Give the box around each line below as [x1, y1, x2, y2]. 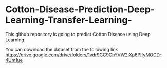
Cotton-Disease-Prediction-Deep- [5, 4, 155, 15]
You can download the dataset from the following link [5, 46, 118, 52]
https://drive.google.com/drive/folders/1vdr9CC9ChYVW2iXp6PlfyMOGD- [5, 52, 162, 58]
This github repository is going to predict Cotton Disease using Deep [5, 31, 151, 37]
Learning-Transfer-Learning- [5, 14, 132, 26]
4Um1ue [5, 57, 23, 63]
